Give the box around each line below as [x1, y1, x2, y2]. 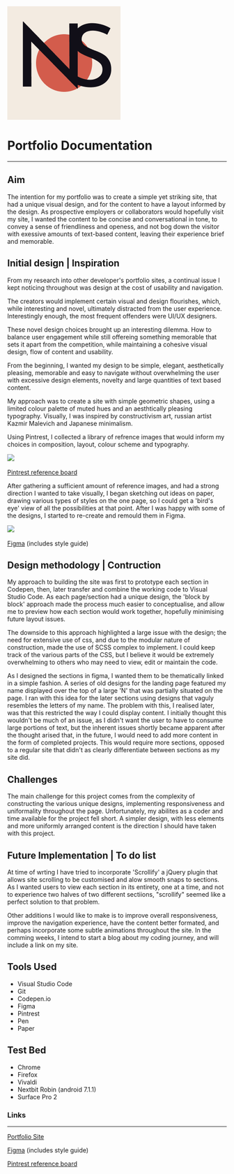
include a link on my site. [7, 941, 79, 949]
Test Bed [7, 1044, 47, 1057]
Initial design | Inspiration [7, 258, 120, 270]
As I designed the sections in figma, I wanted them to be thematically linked [7, 672, 224, 680]
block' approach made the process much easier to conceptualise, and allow [7, 600, 225, 608]
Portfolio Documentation [7, 138, 153, 154]
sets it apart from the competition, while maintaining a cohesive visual [7, 340, 208, 348]
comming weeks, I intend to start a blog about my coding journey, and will [7, 934, 219, 941]
